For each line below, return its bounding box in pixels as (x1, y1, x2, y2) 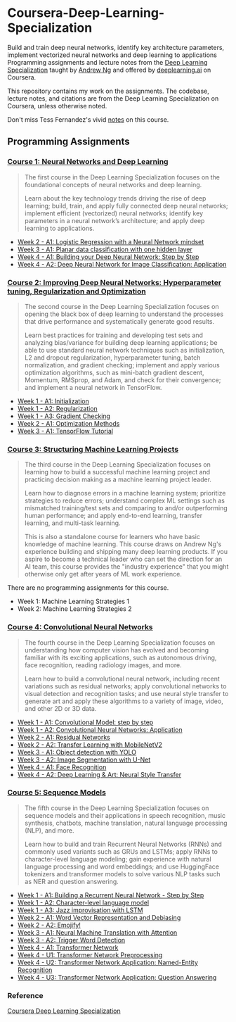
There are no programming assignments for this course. (7, 583, 169, 592)
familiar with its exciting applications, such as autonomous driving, (24, 653, 217, 662)
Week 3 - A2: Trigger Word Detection (17, 935, 126, 944)
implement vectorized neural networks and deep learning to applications (7, 51, 218, 59)
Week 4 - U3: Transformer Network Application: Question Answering (17, 973, 217, 981)
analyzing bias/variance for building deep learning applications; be (24, 338, 218, 346)
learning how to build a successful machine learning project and (24, 468, 211, 477)
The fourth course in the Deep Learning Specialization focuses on (24, 638, 216, 647)
